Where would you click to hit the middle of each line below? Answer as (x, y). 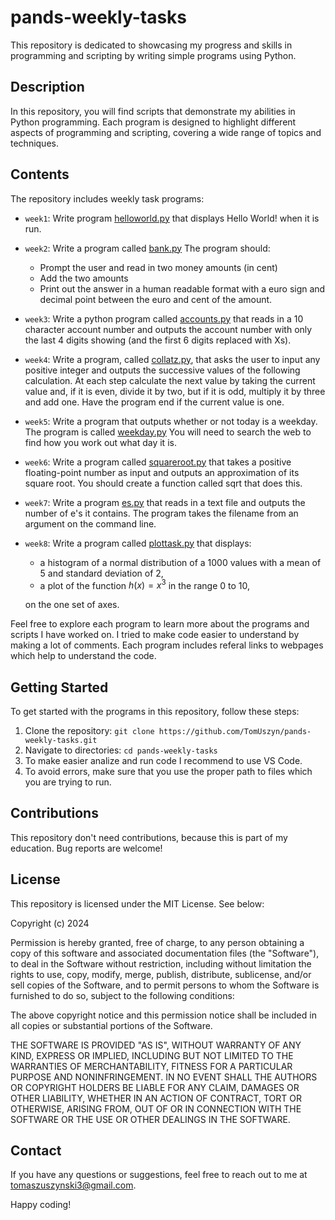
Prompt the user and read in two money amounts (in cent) (158, 267)
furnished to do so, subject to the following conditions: (122, 995)
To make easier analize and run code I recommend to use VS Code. (163, 761)
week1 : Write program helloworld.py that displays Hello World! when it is (172, 218)
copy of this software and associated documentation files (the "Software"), (165, 953)
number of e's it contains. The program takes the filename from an (161, 513)
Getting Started (59, 687)
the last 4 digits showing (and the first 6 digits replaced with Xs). (158, 340)
